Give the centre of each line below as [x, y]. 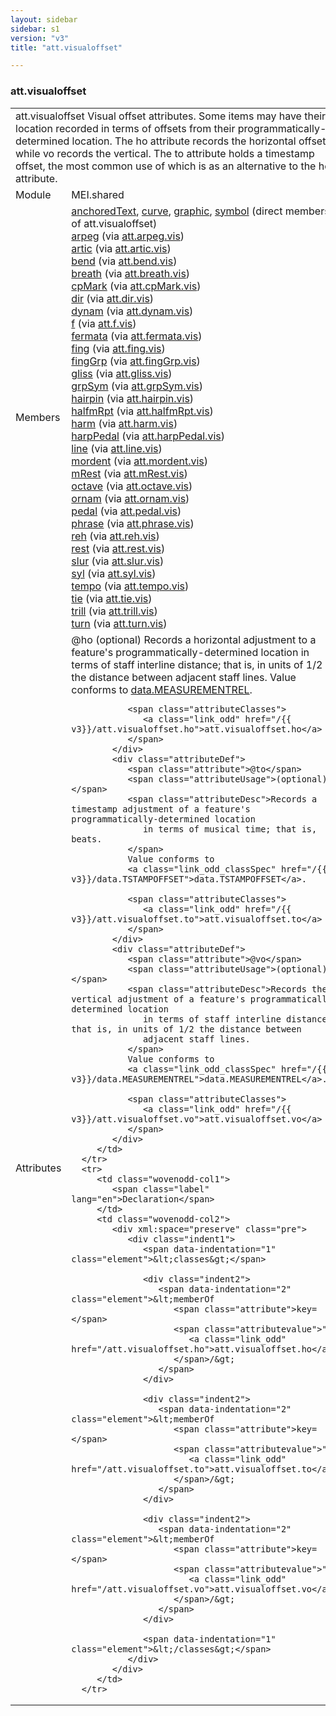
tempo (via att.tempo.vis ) [130, 586]
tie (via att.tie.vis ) [112, 598]
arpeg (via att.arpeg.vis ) [128, 236]
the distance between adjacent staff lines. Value [184, 677]
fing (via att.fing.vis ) [118, 348]
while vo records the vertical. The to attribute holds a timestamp [165, 153]
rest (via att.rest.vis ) [118, 548]
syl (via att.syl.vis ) [114, 573]
